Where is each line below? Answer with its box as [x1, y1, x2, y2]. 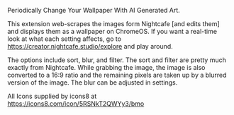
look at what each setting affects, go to [7, 35, 122, 43]
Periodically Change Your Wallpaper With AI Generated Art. [7, 6, 181, 14]
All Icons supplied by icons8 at [7, 92, 97, 100]
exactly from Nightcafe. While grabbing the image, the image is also [7, 63, 206, 71]
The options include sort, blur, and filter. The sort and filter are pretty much [7, 56, 227, 64]
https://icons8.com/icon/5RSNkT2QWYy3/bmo [7, 99, 145, 108]
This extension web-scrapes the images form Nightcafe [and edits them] [7, 20, 220, 28]
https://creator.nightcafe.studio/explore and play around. [7, 42, 174, 50]
